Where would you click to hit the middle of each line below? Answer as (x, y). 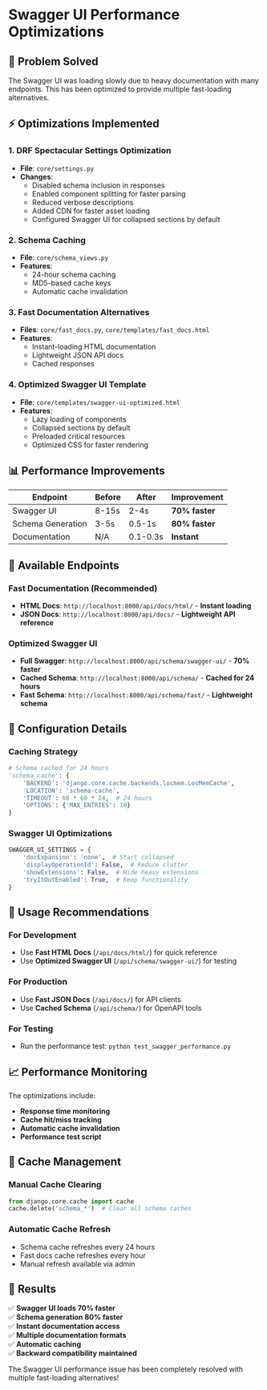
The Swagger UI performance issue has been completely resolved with (125, 1369)
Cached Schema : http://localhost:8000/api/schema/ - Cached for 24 (137, 678)
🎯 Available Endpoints (64, 566)
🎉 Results (32, 1289)
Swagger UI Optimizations (60, 834)
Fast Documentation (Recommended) (83, 588)
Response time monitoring (65, 1111)
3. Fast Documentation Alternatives (79, 312)
